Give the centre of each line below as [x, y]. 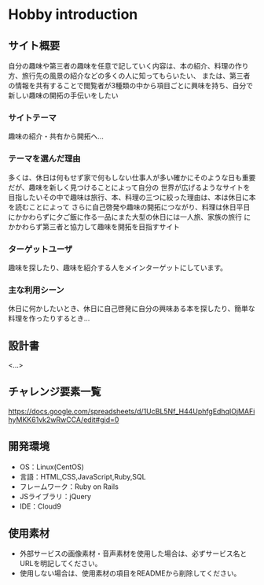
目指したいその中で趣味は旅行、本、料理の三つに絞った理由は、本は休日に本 [132, 197]
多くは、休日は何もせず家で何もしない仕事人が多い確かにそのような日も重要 [132, 177]
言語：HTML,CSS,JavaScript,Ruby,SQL [83, 476]
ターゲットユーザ [40, 249]
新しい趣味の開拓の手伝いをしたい [63, 95]
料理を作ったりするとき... [49, 318]
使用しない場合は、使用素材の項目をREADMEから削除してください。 [130, 573]
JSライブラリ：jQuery [55, 496]
